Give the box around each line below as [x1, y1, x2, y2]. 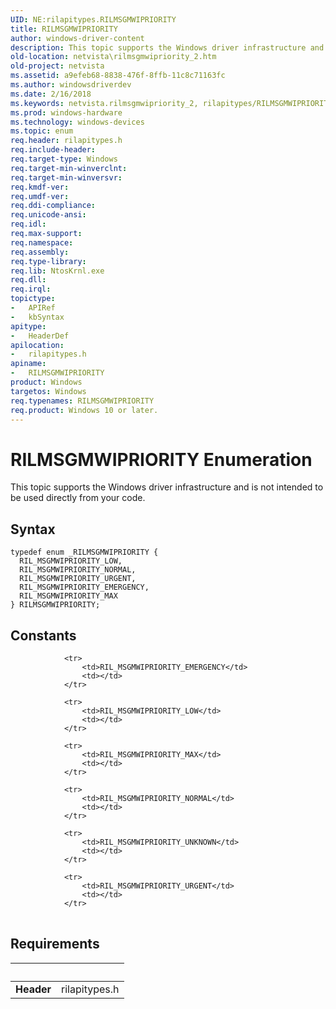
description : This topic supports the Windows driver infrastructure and [10, 42, 325, 53]
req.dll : [10, 275, 47, 285]
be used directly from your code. [10, 492, 146, 504]
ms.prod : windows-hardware [10, 107, 123, 118]
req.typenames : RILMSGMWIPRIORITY [10, 396, 155, 406]
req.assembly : [10, 247, 70, 257]
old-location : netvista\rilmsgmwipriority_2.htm [10, 52, 217, 62]
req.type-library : [10, 256, 87, 266]
